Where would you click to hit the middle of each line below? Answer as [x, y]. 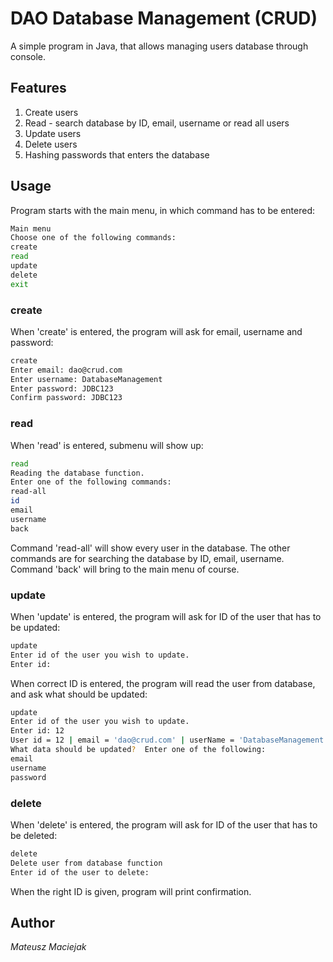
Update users [53, 133]
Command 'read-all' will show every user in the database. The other [150, 548]
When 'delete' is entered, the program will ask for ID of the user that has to [164, 824]
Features [38, 88]
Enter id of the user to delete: [80, 872]
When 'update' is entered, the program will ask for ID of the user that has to [166, 616]
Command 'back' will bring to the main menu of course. [125, 569]
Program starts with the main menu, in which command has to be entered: [162, 210]
